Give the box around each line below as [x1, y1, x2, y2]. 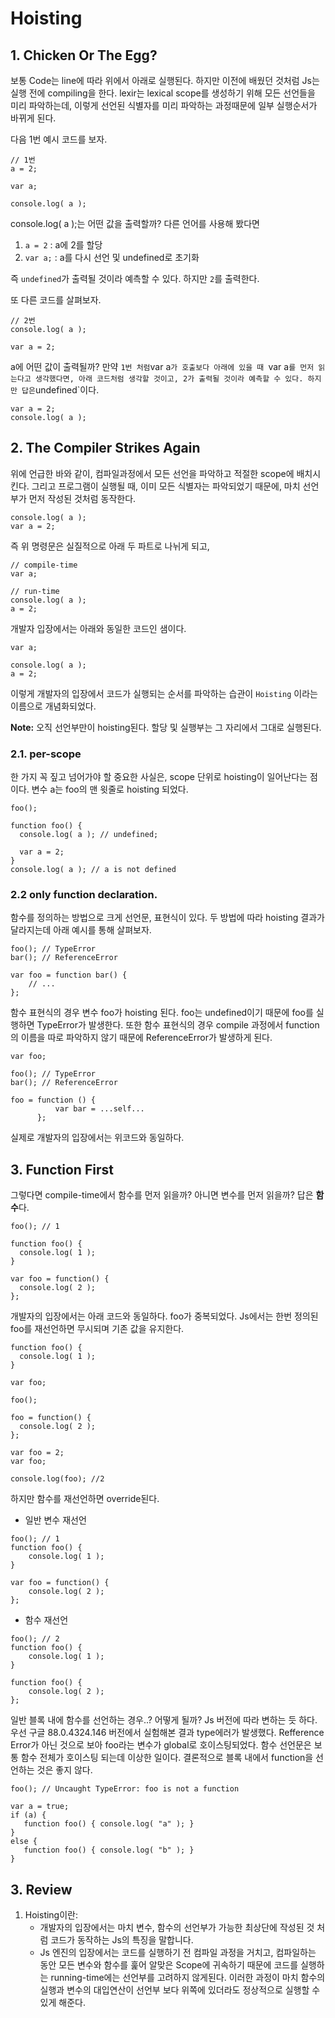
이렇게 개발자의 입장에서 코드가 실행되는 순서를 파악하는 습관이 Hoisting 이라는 [10, 687, 318, 699]
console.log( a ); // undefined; [19, 830, 159, 840]
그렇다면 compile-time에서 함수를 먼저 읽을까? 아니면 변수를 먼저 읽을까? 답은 [10, 1189, 314, 1201]
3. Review [10, 1881, 73, 1898]
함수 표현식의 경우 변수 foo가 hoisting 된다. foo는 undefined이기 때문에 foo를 [10, 1007, 314, 1019]
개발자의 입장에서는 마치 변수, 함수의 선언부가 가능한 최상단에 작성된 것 [39, 1922, 315, 1934]
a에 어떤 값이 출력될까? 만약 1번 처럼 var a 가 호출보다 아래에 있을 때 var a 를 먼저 [10, 361, 315, 372]
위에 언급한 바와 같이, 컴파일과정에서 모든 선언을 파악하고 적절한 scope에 [10, 467, 295, 479]
